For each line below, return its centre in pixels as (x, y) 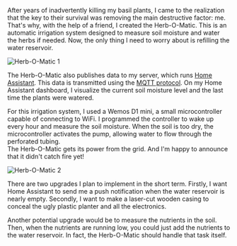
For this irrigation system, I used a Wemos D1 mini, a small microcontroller (115, 111)
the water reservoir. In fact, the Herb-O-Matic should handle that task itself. (117, 235)
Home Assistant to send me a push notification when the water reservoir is (116, 191)
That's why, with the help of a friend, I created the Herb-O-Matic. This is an (117, 25)
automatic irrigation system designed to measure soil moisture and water (114, 33)
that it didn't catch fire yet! (46, 156)
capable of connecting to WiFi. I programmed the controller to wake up (111, 119)
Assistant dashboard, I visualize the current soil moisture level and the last (115, 90)
